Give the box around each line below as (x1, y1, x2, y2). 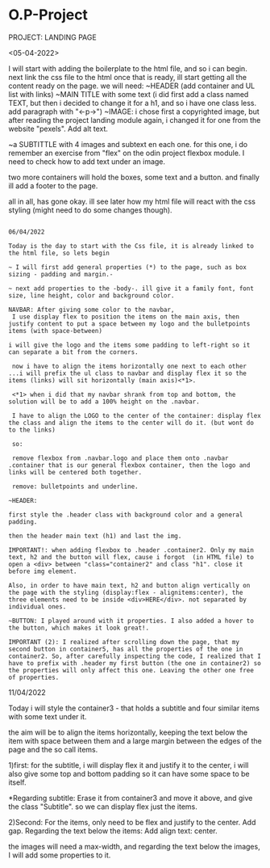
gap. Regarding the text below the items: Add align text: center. (8, 826, 218, 836)
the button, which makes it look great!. (8, 624, 150, 632)
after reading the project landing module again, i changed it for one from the (8, 115, 261, 124)
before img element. (8, 567, 78, 575)
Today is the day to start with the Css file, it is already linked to (8, 242, 254, 250)
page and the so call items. (8, 744, 98, 754)
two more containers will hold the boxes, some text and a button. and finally (8, 172, 260, 182)
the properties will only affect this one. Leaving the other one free (8, 666, 254, 674)
